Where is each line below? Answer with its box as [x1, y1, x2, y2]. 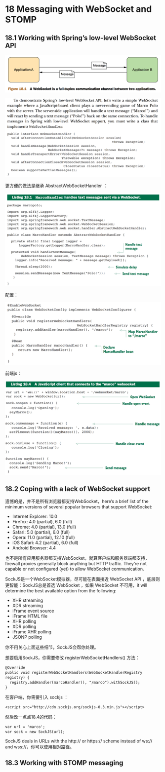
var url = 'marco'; [5, 725, 45, 730]
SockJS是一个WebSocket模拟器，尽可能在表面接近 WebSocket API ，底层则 [5, 576, 160, 582]
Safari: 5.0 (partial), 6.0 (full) [12, 529, 70, 535]
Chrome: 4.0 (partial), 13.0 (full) [12, 524, 77, 530]
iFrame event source [12, 608, 54, 614]
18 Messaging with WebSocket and [5, 3, 152, 15]
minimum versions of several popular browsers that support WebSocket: [5, 504, 153, 510]
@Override [5, 665, 26, 670]
